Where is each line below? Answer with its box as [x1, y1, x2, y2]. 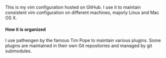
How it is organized [5, 26, 46, 32]
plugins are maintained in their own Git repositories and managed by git [5, 42, 152, 49]
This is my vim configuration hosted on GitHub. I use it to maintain [5, 4, 141, 10]
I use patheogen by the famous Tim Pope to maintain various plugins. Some [5, 37, 161, 43]
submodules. [5, 48, 32, 54]
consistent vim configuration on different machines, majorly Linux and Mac [5, 9, 159, 15]
